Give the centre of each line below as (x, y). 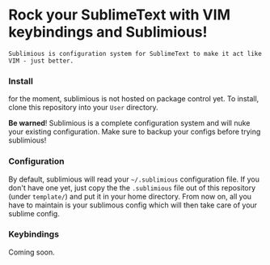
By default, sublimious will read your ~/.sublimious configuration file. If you (134, 179)
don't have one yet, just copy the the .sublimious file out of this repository (132, 187)
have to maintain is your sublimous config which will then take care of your (133, 205)
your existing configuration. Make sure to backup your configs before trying (135, 132)
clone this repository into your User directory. (84, 108)
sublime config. (34, 213)
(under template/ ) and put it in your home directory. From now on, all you (130, 196)
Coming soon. (32, 252)
